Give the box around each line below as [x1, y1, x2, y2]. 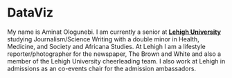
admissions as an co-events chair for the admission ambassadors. [7, 64, 196, 72]
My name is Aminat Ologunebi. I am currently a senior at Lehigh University [7, 28, 222, 36]
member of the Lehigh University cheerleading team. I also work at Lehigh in [7, 57, 226, 65]
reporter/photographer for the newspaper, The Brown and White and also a [7, 50, 222, 58]
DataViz [7, 5, 54, 21]
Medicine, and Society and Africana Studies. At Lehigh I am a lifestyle [7, 42, 206, 50]
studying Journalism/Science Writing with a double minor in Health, [7, 35, 199, 43]
